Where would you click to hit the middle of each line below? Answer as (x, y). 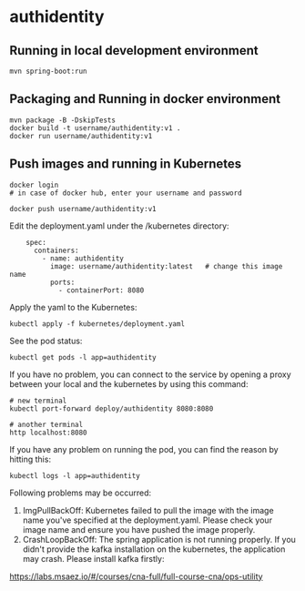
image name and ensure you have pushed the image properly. (139, 529)
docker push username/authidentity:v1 (83, 209)
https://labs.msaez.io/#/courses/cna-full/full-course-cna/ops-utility (136, 576)
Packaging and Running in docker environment (145, 99)
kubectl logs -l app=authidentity (75, 475)
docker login (34, 185)
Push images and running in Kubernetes (126, 164)
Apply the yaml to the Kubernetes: (73, 307)
